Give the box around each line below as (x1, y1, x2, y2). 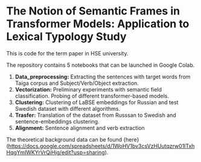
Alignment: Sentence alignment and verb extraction (14, 124, 145, 131)
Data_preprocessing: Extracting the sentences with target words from (14, 73, 191, 80)
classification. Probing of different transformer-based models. (14, 92, 170, 99)
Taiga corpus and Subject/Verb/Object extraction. (14, 79, 139, 87)
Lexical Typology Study (6, 30, 127, 43)
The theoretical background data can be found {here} (6, 136, 139, 143)
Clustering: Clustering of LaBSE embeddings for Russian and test (14, 98, 179, 106)
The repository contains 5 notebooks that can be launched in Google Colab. (6, 61, 195, 69)
